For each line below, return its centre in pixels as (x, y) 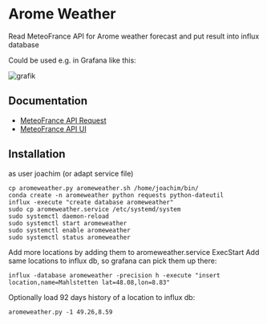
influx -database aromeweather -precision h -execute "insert (114, 275)
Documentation (48, 101)
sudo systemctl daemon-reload (59, 216)
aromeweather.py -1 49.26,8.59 (61, 312)
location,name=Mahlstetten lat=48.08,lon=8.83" (89, 282)
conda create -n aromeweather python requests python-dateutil (116, 195)
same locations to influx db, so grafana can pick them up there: (113, 261)
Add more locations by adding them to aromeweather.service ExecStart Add (134, 252)
